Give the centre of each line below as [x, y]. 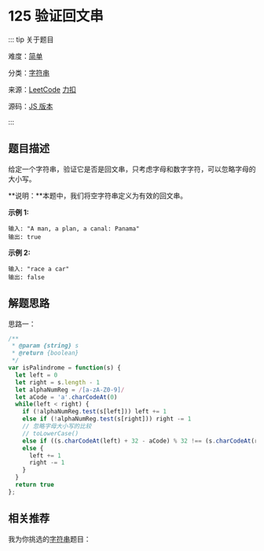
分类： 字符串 [29, 72]
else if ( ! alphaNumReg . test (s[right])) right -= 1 [107, 419]
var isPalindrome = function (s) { [65, 368]
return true [35, 485]
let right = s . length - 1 [58, 382]
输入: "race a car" [39, 269]
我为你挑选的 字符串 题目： [49, 538]
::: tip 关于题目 [31, 39]
